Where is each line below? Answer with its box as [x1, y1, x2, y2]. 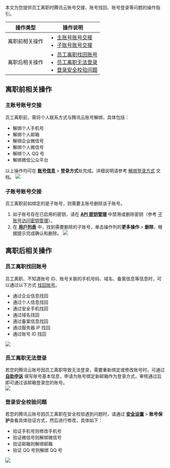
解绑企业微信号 [12, 138, 44, 144]
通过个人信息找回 [12, 299, 49, 305]
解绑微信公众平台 [12, 157, 49, 163]
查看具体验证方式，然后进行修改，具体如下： [10, 417, 103, 423]
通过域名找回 [12, 311, 39, 318]
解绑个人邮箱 [12, 131, 39, 137]
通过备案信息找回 [12, 318, 49, 324]
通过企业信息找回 [12, 293, 49, 299]
